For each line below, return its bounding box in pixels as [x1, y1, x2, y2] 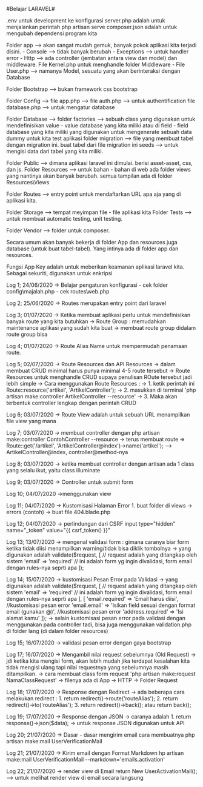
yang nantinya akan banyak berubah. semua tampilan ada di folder [6, 172, 173, 179]
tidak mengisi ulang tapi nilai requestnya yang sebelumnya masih [6, 664, 168, 671]
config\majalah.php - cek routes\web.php [6, 288, 110, 295]
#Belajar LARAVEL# [6, 5, 56, 12]
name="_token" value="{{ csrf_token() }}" [6, 527, 111, 534]
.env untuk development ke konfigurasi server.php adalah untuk [6, 17, 165, 24]
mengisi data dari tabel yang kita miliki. [6, 148, 104, 155]
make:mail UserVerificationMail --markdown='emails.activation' [6, 756, 165, 763]
